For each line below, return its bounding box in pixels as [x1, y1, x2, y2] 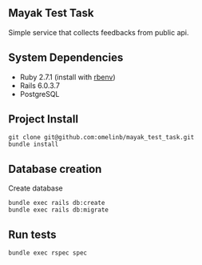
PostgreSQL [19, 89, 60, 98]
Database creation [8, 162, 102, 175]
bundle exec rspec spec [8, 249, 88, 257]
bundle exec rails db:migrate [8, 206, 109, 215]
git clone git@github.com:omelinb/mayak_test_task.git [8, 134, 195, 142]
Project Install [8, 112, 78, 126]
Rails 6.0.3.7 [19, 80, 60, 90]
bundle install [8, 140, 59, 149]
